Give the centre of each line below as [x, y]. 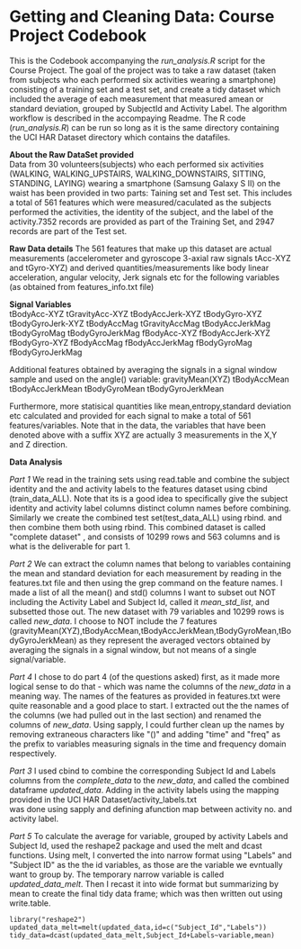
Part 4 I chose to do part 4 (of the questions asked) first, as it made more [145, 676]
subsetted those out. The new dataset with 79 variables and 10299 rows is [147, 611]
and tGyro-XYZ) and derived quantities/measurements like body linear [139, 267]
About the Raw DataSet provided [72, 154]
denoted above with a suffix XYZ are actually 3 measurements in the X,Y [143, 435]
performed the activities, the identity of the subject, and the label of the [142, 212]
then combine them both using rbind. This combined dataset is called [138, 527]
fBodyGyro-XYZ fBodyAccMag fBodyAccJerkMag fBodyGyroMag [131, 342]
